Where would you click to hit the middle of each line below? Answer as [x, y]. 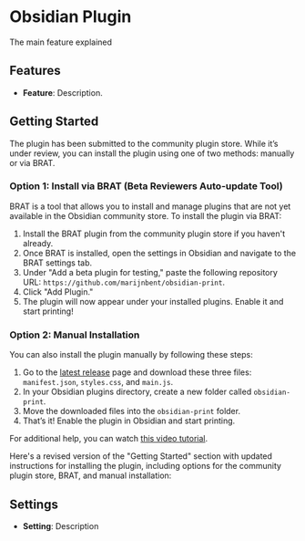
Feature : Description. [62, 92]
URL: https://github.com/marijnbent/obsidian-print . [124, 282]
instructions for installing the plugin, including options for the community [146, 466]
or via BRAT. [32, 162]
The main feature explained [61, 42]
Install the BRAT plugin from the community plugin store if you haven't [153, 234]
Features [35, 71]
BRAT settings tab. [57, 263]
